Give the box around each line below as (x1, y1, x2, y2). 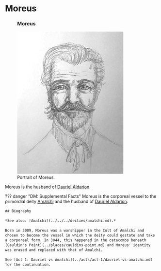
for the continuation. (5, 262, 51, 267)
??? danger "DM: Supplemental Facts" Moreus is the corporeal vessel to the (5, 194, 157, 199)
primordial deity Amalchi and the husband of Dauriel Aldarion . (5, 198, 129, 205)
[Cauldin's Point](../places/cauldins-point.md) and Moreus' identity (5, 243, 151, 248)
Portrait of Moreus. (17, 174, 55, 180)
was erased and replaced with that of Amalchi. (5, 248, 103, 252)
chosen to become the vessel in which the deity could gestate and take (5, 233, 155, 238)
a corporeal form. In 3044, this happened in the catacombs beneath (5, 238, 146, 243)
